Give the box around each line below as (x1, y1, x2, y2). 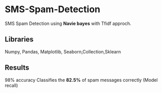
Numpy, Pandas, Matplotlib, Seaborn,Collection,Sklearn (5, 48, 121, 54)
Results (5, 64, 30, 72)
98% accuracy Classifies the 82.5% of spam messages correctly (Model (5, 77, 158, 83)
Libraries (5, 35, 34, 44)
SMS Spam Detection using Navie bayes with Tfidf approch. (5, 20, 131, 26)
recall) (5, 82, 18, 88)
